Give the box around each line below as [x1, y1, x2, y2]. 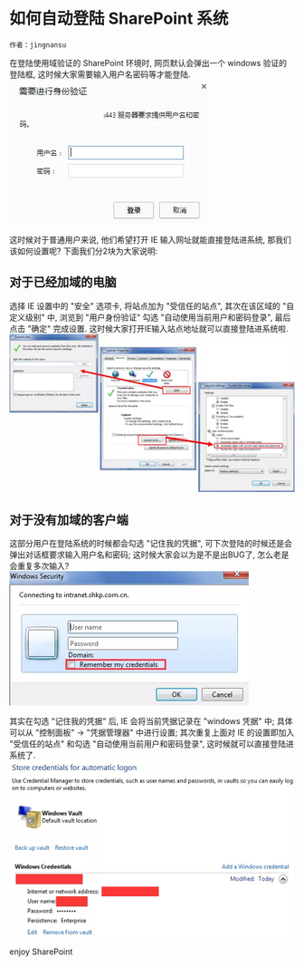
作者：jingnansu [9, 40, 67, 50]
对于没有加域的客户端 [9, 512, 128, 527]
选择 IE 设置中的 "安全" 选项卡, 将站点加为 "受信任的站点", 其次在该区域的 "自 [9, 300, 295, 311]
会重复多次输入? [9, 561, 70, 572]
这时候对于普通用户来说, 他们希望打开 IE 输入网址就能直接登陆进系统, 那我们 [9, 234, 291, 245]
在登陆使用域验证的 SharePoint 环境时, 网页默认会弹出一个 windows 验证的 [9, 57, 288, 68]
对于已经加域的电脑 [9, 275, 117, 290]
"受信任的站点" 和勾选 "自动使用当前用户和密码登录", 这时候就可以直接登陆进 [9, 739, 294, 749]
